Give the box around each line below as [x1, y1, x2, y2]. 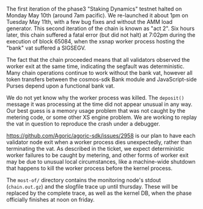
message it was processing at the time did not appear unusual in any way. [6, 101, 193, 108]
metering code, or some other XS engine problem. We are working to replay [6, 113, 197, 121]
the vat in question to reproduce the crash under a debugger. [6, 120, 160, 127]
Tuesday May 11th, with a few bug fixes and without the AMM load [6, 18, 173, 25]
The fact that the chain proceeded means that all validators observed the [6, 56, 190, 63]
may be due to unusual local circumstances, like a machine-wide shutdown [6, 158, 196, 165]
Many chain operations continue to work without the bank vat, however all [6, 69, 193, 76]
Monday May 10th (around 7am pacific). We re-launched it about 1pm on [6, 12, 188, 19]
